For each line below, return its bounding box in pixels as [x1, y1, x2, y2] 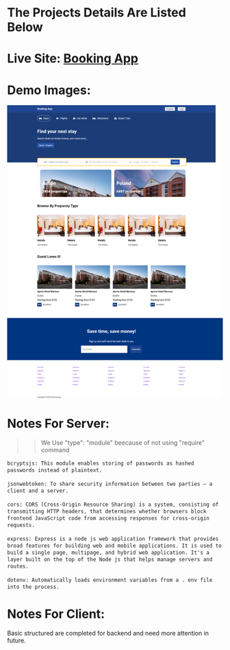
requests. [7, 522, 36, 529]
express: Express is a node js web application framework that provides [7, 535, 219, 542]
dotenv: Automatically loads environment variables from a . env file [7, 577, 213, 583]
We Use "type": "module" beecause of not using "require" [40, 438, 205, 447]
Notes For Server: [7, 416, 110, 432]
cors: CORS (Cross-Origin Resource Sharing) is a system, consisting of [7, 501, 219, 508]
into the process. [7, 583, 60, 590]
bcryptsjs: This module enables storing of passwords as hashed [7, 460, 194, 467]
